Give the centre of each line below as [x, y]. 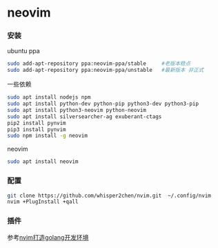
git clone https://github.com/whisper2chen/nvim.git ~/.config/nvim [109, 195]
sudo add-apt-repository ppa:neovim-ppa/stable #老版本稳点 [99, 64]
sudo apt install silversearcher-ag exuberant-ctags [85, 116]
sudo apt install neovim [43, 162]
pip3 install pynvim [37, 129]
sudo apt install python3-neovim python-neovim [77, 110]
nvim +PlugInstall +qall [43, 202]
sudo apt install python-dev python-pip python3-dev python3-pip [103, 104]
